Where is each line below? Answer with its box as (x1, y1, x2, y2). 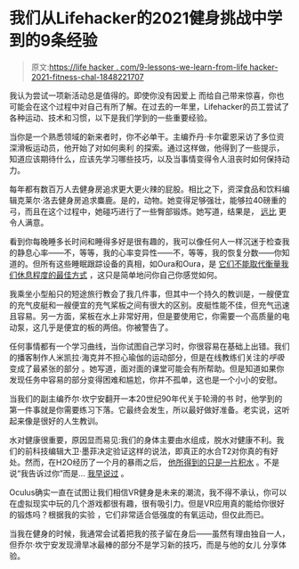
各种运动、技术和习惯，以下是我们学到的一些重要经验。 (9, 112, 212, 123)
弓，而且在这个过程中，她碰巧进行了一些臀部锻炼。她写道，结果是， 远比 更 (9, 206, 287, 217)
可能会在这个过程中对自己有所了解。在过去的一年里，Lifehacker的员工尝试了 (9, 101, 290, 111)
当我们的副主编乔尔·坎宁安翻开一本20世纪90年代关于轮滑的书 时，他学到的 (9, 393, 283, 404)
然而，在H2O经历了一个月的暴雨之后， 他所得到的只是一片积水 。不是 (24, 457, 280, 467)
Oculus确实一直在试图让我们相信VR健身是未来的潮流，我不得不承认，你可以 (9, 487, 287, 498)
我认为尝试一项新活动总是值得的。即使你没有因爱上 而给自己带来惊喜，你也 (9, 90, 285, 101)
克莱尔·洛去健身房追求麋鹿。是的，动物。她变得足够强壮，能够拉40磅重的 (16, 194, 287, 205)
